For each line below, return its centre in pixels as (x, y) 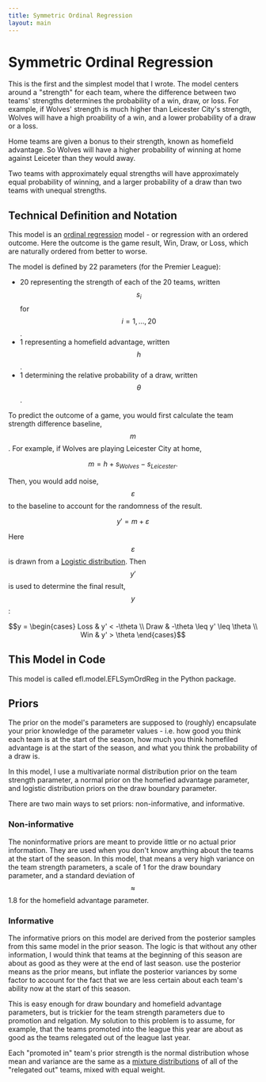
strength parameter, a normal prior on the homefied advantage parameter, (129, 780)
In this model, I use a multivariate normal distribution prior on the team (123, 772)
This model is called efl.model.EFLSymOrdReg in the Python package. (122, 679)
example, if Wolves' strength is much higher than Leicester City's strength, (130, 109)
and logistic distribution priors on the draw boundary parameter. (113, 789)
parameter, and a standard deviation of (72, 875)
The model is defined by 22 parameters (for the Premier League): (115, 267)
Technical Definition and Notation (93, 215)
